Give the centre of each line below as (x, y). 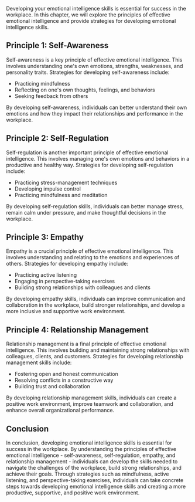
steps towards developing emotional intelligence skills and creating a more (96, 487)
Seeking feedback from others (51, 96)
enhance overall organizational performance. (60, 411)
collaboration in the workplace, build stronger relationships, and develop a (95, 305)
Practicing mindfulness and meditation (61, 195)
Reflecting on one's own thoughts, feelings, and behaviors (85, 90)
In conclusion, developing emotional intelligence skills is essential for (89, 443)
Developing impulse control (47, 189)
